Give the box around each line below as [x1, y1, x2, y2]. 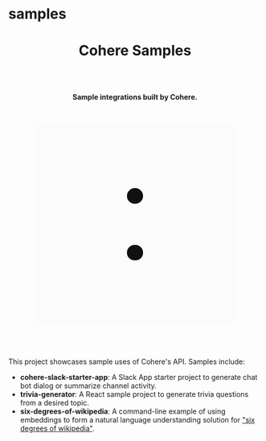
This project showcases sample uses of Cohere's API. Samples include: [8, 357, 245, 366]
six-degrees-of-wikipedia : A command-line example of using [19, 406, 227, 416]
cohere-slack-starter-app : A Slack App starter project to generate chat [19, 373, 258, 382]
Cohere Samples [79, 42, 191, 60]
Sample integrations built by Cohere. [72, 92, 198, 102]
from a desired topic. [19, 398, 90, 408]
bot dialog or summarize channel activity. [19, 381, 157, 390]
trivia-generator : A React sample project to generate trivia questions [19, 390, 249, 399]
